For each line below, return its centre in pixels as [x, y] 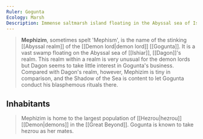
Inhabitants [28, 104]
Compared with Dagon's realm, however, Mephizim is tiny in [96, 72]
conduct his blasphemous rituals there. [69, 85]
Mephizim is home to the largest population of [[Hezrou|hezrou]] [101, 119]
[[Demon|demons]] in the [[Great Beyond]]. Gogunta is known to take [107, 125]
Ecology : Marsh [25, 17]
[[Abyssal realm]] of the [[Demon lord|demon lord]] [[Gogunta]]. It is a [108, 46]
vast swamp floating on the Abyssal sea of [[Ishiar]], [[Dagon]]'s [101, 53]
